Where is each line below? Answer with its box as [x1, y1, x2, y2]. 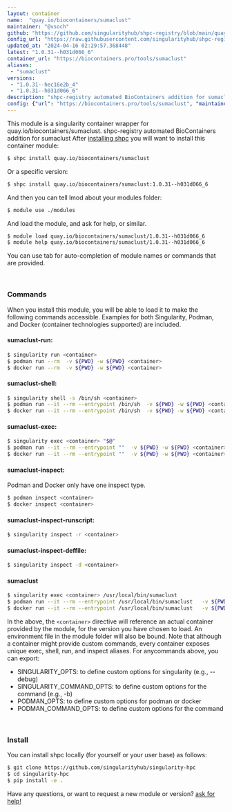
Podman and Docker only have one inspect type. [7, 481, 146, 489]
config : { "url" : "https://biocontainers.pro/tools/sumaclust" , [7, 100, 193, 107]
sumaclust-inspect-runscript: [7, 515, 95, 524]
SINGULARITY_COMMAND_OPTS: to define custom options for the [17, 682, 207, 690]
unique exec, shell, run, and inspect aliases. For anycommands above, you [7, 646, 219, 655]
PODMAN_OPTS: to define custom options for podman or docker [17, 697, 202, 705]
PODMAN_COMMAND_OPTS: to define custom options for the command [17, 704, 224, 712]
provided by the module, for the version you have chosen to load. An [7, 624, 202, 633]
